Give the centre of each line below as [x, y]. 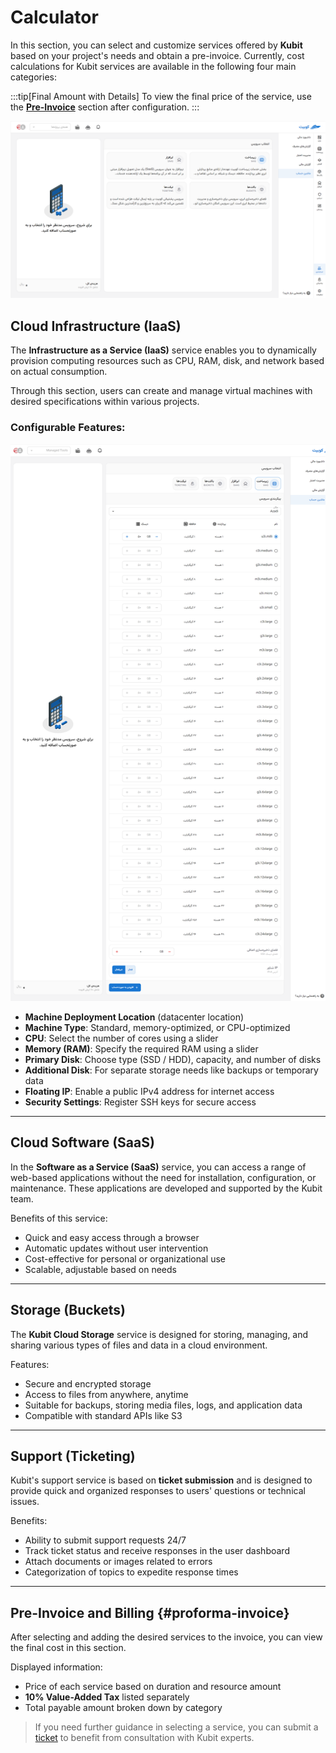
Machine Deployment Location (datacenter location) [134, 1017]
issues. [25, 1502]
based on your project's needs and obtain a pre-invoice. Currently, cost [157, 55]
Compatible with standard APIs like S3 [103, 1415]
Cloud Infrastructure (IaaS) [96, 326]
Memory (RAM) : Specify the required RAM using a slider [141, 1048]
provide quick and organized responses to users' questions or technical [158, 1491]
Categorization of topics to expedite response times [131, 1572]
